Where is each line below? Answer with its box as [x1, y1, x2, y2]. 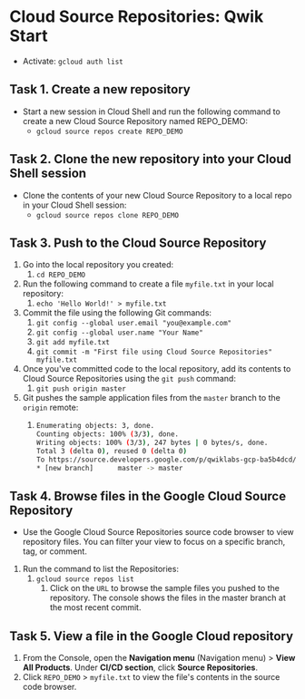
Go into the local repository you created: [22, 259, 174, 270]
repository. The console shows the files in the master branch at [49, 592, 286, 604]
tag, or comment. [22, 546, 88, 557]
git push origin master [35, 384, 127, 393]
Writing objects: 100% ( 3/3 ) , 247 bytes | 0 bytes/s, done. [35, 438, 269, 448]
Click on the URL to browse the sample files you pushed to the [49, 583, 280, 594]
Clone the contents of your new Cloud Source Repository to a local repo [22, 189, 292, 200]
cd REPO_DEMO [35, 270, 86, 280]
